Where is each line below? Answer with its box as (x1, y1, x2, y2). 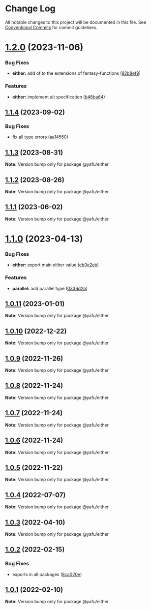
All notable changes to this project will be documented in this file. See (5, 19, 147, 25)
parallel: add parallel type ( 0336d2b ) (12, 285, 88, 291)
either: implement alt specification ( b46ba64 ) (12, 94, 105, 100)
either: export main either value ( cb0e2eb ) (12, 262, 99, 268)
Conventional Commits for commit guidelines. (5, 24, 97, 30)
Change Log (5, 3, 56, 14)
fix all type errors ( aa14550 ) (12, 134, 69, 140)
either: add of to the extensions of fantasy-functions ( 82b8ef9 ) (12, 70, 141, 76)
